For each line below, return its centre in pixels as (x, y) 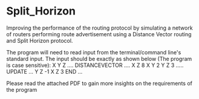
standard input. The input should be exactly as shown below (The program (99, 59)
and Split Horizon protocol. (40, 40)
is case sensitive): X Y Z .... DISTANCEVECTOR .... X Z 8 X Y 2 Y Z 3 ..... (95, 65)
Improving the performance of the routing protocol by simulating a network (99, 28)
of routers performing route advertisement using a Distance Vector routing (99, 34)
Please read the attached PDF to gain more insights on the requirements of (99, 83)
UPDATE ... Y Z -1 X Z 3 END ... (44, 71)
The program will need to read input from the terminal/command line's (94, 52)
